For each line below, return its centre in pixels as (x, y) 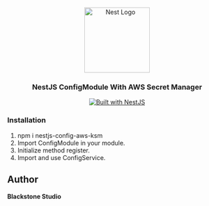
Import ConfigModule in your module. (71, 143)
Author (23, 180)
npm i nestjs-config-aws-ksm (60, 135)
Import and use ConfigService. (61, 157)
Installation (27, 120)
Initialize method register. (54, 150)
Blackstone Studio (34, 196)
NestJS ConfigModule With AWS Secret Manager (117, 87)
